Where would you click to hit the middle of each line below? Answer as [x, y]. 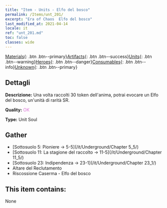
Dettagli [18, 83]
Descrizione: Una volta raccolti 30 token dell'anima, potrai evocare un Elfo [82, 95]
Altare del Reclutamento [37, 168]
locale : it [16, 28]
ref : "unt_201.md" [24, 33]
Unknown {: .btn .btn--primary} [46, 67]
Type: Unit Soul [21, 119]
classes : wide [20, 42]
